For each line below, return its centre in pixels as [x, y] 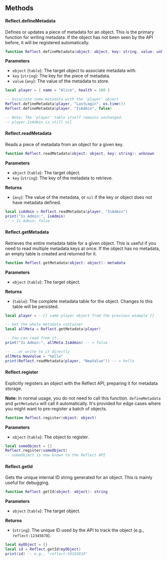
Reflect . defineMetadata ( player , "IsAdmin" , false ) [59, 109]
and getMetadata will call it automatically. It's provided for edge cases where [83, 403]
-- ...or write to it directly [38, 352]
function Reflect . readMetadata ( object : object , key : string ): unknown [80, 154]
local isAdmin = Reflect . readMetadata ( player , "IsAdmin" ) [66, 211]
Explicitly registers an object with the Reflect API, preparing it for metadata [82, 383]
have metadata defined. [37, 202]
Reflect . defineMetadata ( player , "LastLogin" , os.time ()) [65, 104]
